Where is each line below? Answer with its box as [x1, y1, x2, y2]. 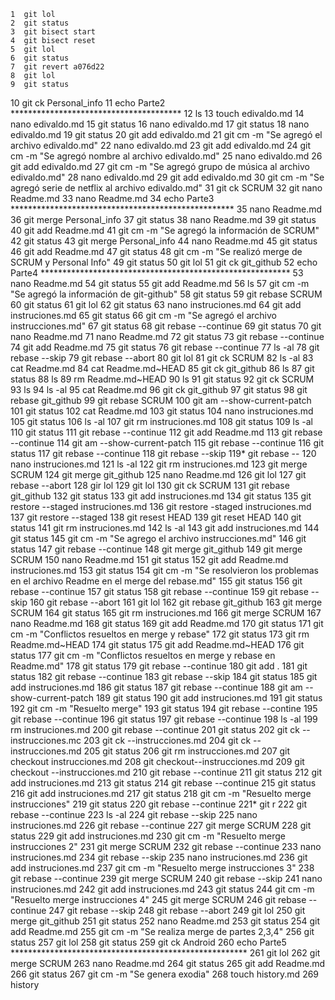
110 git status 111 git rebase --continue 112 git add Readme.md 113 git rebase [10, 426, 323, 438]
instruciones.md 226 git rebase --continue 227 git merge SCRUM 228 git [10, 820, 312, 831]
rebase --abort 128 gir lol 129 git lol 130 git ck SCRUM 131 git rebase [10, 480, 290, 491]
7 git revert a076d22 [10, 62, 105, 72]
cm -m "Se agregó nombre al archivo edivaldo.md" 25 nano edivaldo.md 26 [10, 150, 323, 162]
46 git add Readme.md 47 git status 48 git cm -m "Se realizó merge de [10, 246, 303, 257]
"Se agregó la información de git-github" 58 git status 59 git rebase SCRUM [10, 288, 323, 300]
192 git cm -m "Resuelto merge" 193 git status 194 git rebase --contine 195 [10, 703, 318, 714]
